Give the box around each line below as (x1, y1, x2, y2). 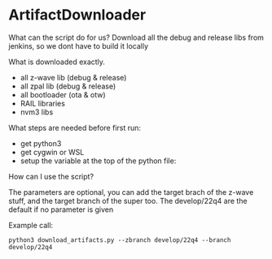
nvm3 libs (20, 107, 54, 117)
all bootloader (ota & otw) (20, 89, 106, 99)
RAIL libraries (20, 98, 65, 108)
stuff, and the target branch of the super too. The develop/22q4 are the (8, 196, 248, 205)
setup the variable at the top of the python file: (20, 156, 177, 166)
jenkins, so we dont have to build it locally (8, 41, 149, 50)
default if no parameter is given (8, 205, 114, 214)
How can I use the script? (8, 171, 94, 181)
